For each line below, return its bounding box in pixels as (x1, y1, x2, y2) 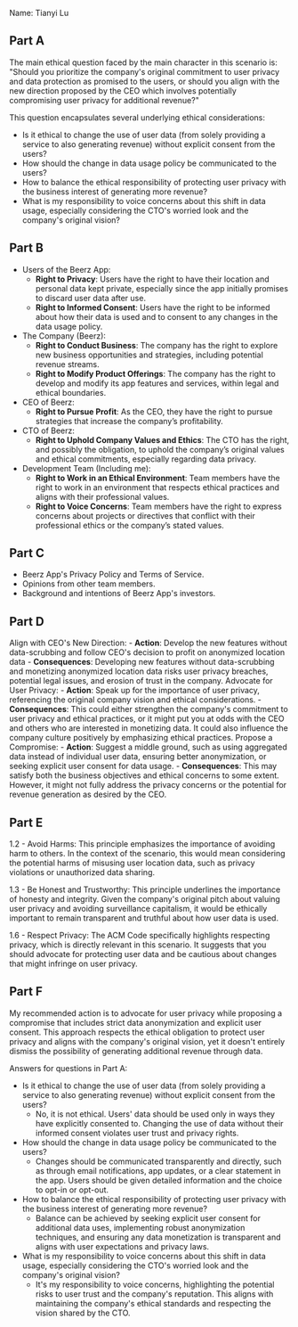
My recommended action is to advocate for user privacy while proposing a (9, 1007, 283, 1019)
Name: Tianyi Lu (9, 8, 69, 18)
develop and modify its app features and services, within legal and (35, 378, 279, 389)
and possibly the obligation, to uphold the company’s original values (35, 444, 285, 455)
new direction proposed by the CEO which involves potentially (9, 85, 238, 96)
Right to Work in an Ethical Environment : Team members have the (35, 472, 280, 483)
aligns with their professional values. (35, 491, 170, 502)
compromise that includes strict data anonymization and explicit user (9, 1017, 262, 1028)
